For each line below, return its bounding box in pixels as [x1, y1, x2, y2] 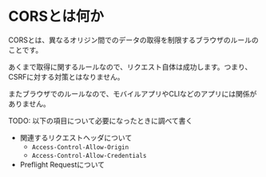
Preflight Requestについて [19, 159, 105, 169]
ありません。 [8, 99, 50, 108]
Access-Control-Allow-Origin [31, 143, 129, 151]
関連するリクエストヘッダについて [19, 132, 133, 142]
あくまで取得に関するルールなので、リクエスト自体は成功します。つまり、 [8, 61, 252, 72]
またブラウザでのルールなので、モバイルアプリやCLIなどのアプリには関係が [8, 88, 257, 98]
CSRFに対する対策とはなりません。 [8, 72, 125, 81]
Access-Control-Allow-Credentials [31, 151, 147, 159]
